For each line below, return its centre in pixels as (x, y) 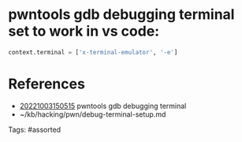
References (47, 84)
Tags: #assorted (35, 129)
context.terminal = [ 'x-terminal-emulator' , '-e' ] (93, 52)
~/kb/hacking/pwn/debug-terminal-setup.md (93, 114)
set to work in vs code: (84, 31)
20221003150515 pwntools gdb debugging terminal (103, 106)
